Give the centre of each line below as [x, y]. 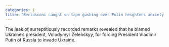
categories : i [20, 10]
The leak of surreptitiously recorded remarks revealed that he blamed [78, 29]
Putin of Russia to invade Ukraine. [40, 40]
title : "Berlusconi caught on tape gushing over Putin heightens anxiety [85, 15]
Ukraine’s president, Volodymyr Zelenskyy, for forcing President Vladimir [81, 34]
